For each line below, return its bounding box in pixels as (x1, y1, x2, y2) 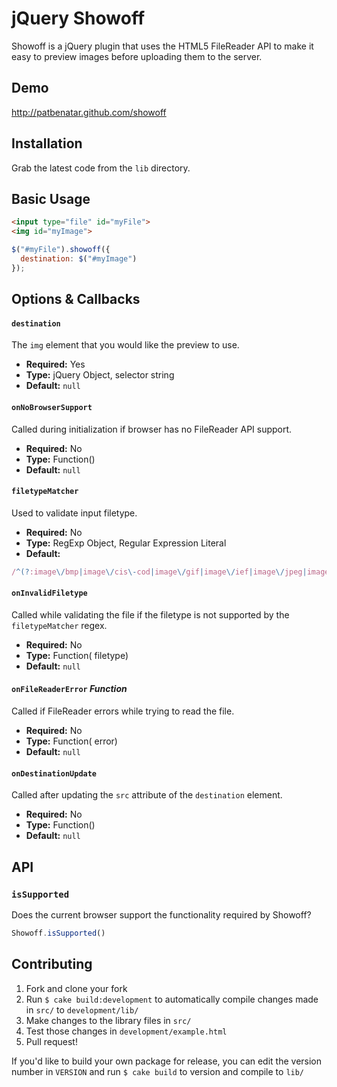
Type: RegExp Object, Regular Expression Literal (25, 537, 227, 549)
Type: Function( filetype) (25, 649, 129, 661)
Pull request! (25, 1035, 78, 1047)
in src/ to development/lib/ (25, 1003, 139, 1016)
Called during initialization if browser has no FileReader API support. (11, 423, 293, 435)
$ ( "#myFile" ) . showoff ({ (11, 245, 111, 255)
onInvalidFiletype (11, 588, 88, 599)
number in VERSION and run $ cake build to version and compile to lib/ (11, 1065, 305, 1077)
